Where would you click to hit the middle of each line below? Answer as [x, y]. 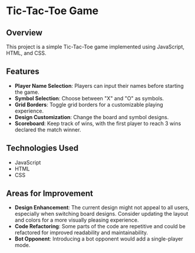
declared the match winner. [48, 129]
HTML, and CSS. [26, 53]
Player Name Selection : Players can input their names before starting [99, 86]
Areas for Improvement [49, 194]
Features [23, 72]
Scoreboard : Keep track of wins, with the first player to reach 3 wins [98, 123]
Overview [24, 33]
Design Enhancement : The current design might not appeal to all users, [102, 208]
